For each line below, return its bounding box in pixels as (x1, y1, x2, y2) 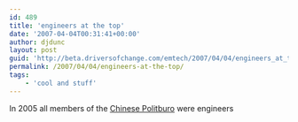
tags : (9, 71, 29, 80)
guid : (9, 54, 29, 63)
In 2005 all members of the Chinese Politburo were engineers (9, 103, 234, 113)
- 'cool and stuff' (25, 79, 98, 88)
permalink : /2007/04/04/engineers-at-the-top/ (9, 63, 184, 72)
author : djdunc (9, 37, 66, 47)
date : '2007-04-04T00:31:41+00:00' (9, 29, 141, 38)
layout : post (9, 46, 58, 55)
